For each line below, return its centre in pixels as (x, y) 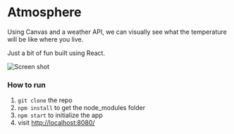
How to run (26, 85)
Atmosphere (44, 12)
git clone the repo (45, 100)
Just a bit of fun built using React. (56, 53)
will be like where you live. (45, 39)
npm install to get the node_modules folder (81, 108)
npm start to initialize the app (60, 115)
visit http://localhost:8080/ (56, 123)
